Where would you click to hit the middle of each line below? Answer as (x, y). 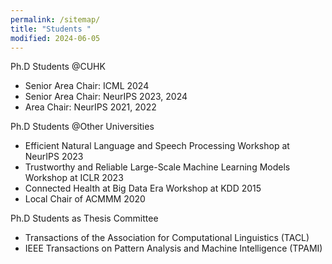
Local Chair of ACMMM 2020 (85, 199)
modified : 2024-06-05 (55, 38)
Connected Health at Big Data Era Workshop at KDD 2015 (143, 188)
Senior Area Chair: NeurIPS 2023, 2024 (106, 97)
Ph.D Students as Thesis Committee (84, 218)
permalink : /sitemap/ (55, 19)
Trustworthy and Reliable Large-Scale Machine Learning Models (157, 167)
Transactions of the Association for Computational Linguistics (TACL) (167, 238)
